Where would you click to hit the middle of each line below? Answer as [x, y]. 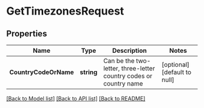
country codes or [128, 76]
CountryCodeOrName [42, 72]
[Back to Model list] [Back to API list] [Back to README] [76, 99]
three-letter [138, 68]
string [89, 72]
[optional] [176, 65]
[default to [177, 72]
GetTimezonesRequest [65, 11]
